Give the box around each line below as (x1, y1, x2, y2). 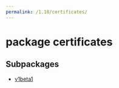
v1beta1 (14, 75, 33, 83)
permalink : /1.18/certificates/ (5, 8, 87, 15)
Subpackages (5, 59, 59, 70)
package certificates (5, 35, 113, 49)
